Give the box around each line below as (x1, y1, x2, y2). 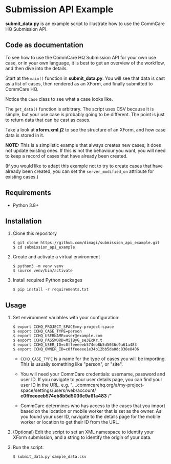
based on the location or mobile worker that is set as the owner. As (20, 408, 162, 414)
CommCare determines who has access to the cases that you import (20, 403, 165, 409)
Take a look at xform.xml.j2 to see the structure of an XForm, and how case (5, 126, 166, 132)
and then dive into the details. (5, 65, 68, 71)
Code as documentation (5, 41, 83, 50)
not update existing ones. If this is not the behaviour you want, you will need (5, 147, 166, 153)
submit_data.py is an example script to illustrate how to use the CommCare (5, 20, 165, 27)
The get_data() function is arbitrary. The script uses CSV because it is (5, 106, 154, 112)
